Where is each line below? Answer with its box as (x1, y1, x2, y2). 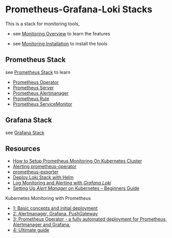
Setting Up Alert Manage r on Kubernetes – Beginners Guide (12, 185, 140, 191)
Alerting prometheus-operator (12, 163, 77, 170)
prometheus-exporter (12, 169, 59, 175)
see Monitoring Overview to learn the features (12, 30, 110, 36)
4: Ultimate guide (12, 227, 50, 233)
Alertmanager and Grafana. (12, 222, 71, 228)
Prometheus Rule (12, 95, 50, 101)
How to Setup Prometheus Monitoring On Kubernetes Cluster (12, 158, 142, 164)
